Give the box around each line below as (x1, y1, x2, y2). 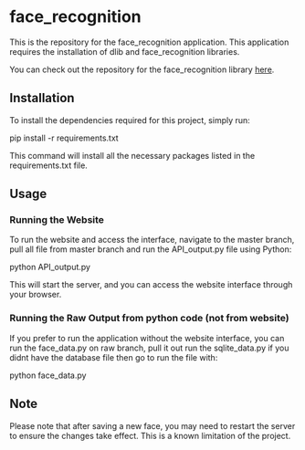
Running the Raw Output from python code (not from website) (9, 312, 289, 325)
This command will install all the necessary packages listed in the (9, 150, 256, 161)
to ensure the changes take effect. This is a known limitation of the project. (9, 430, 291, 441)
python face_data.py (9, 370, 87, 381)
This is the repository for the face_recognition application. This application (9, 37, 289, 47)
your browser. (9, 289, 62, 300)
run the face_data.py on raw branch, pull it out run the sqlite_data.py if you (9, 342, 289, 353)
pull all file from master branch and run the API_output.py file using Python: (9, 244, 292, 255)
